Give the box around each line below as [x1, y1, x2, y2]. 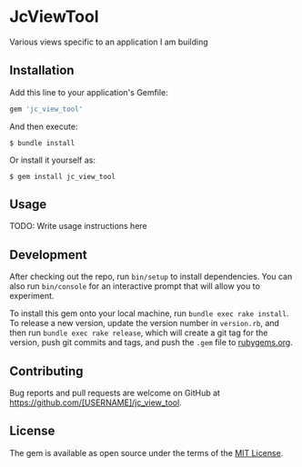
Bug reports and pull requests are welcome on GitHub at [9, 388, 221, 399]
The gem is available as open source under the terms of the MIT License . [9, 447, 284, 458]
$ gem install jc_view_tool [9, 172, 116, 181]
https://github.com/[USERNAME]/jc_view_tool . [9, 397, 182, 408]
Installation [9, 63, 75, 78]
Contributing [9, 363, 84, 379]
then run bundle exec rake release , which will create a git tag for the [9, 327, 268, 338]
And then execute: [9, 121, 78, 132]
